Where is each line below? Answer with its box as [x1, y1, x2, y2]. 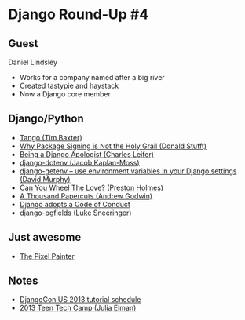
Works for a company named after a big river [19, 73, 165, 82]
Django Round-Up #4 [8, 5, 149, 24]
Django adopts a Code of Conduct [19, 199, 131, 209]
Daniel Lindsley [8, 57, 57, 67]
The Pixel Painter [19, 251, 75, 260]
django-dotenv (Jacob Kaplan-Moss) [19, 158, 140, 167]
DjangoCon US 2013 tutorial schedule [19, 295, 141, 304]
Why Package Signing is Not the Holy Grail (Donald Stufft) [19, 141, 207, 151]
